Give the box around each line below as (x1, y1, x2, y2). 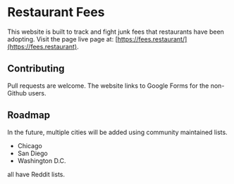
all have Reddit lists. (7, 170, 66, 178)
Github (7, 88, 27, 97)
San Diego (17, 149, 48, 157)
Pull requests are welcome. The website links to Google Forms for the (7, 81, 209, 90)
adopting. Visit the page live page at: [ (7, 34, 118, 43)
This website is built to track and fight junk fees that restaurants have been (7, 27, 224, 36)
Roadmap (7, 110, 51, 121)
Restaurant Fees (7, 4, 105, 20)
